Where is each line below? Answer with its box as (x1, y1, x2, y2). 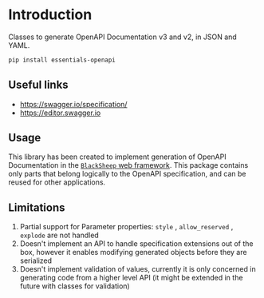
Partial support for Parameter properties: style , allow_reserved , (19, 222, 234, 232)
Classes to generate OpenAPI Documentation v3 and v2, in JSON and (8, 32, 237, 42)
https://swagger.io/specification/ (19, 99, 128, 109)
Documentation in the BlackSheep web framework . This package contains (8, 161, 249, 170)
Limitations (8, 201, 65, 214)
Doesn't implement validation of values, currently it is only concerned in (19, 264, 257, 274)
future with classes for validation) (19, 281, 130, 291)
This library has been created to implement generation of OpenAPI (8, 152, 227, 161)
